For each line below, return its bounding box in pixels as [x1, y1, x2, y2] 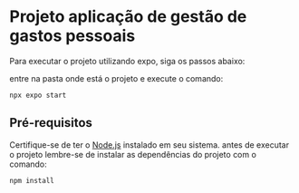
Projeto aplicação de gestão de [9, 6, 247, 27]
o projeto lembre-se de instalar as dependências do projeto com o [9, 149, 256, 159]
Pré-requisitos [9, 115, 93, 130]
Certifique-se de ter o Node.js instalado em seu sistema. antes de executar [9, 139, 290, 150]
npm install [9, 176, 54, 185]
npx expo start [9, 91, 67, 100]
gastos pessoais [9, 25, 136, 46]
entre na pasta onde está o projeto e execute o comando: [9, 72, 224, 83]
